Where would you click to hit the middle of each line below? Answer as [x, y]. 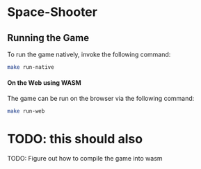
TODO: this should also [75, 139]
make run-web [26, 111]
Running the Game [48, 38]
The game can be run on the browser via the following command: [101, 99]
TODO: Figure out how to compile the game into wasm [85, 158]
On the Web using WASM [44, 83]
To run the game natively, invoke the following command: [89, 54]
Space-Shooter [52, 12]
